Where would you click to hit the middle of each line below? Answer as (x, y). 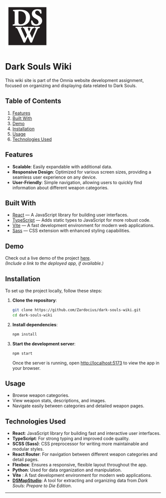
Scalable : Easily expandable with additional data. (62, 166)
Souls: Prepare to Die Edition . (42, 486)
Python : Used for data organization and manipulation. (67, 470)
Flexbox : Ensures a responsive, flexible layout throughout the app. (80, 465)
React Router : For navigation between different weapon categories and (85, 454)
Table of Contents (33, 101)
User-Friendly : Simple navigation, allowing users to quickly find (77, 182)
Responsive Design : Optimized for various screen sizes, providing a (82, 172)
